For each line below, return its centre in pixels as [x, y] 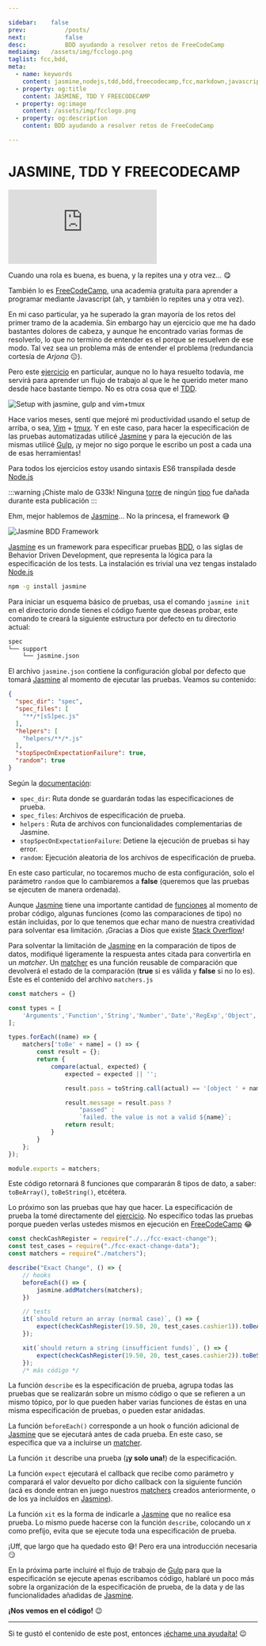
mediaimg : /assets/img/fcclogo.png [70, 52]
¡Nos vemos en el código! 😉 [55, 1611]
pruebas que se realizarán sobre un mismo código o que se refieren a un [127, 1394]
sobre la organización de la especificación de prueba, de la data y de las [127, 1587]
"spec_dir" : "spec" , [49, 702]
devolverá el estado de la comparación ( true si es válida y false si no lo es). [132, 970]
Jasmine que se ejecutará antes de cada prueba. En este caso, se [116, 1434]
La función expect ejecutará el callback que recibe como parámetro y [121, 1474]
